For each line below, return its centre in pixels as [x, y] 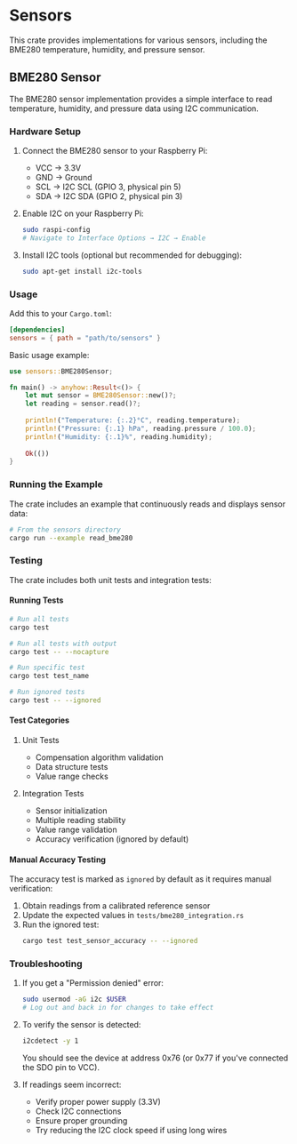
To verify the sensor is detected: [81, 1025]
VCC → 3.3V [58, 168]
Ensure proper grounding [81, 1121]
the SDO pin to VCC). [61, 1068]
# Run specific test [48, 668]
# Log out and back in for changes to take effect [118, 1008]
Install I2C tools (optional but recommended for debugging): [132, 255]
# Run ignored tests [48, 692]
